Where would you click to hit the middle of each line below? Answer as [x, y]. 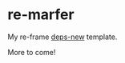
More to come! [32, 52]
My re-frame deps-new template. [62, 37]
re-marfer [41, 15]
